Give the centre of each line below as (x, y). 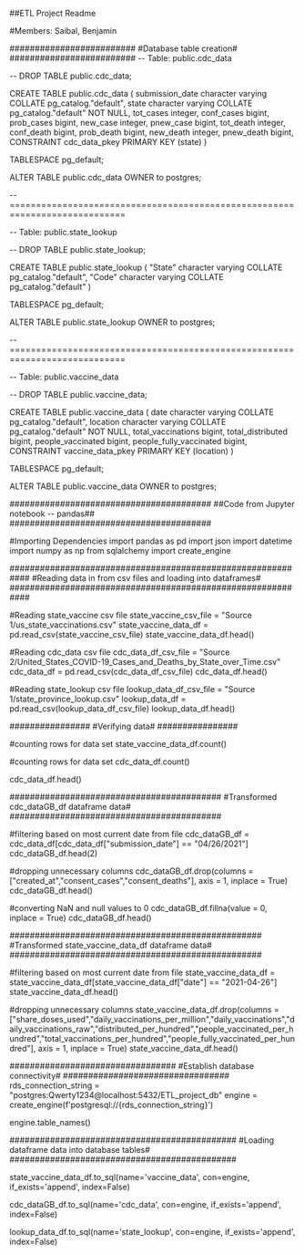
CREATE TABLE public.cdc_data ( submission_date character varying (138, 93)
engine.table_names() (50, 1122)
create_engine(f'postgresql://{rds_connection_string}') (111, 1105)
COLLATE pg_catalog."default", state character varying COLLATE (131, 103)
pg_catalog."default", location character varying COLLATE (118, 422)
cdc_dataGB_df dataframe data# (71, 807)
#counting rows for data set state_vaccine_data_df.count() (118, 744)
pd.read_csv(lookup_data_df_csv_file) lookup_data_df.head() (122, 709)
